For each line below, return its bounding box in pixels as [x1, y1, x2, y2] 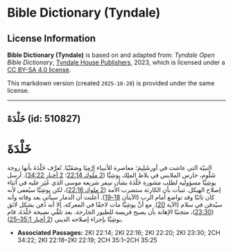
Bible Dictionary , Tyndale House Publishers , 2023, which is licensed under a [7, 58, 225, 67]
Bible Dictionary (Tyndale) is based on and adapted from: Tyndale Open [7, 51, 215, 59]
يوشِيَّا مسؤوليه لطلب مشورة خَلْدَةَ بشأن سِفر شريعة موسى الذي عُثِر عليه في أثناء [7, 178, 216, 187]
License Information [7, 33, 96, 44]
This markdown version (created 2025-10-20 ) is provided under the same [7, 79, 215, 87]
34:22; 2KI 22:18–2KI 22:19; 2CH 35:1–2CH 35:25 [17, 236, 157, 244]
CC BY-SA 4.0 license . [7, 66, 71, 73]
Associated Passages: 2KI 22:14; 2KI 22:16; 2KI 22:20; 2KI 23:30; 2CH [17, 229, 221, 237]
